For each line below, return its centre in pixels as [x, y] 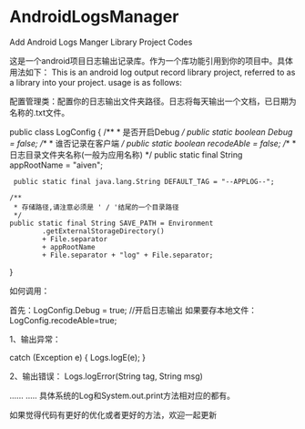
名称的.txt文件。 [40, 112]
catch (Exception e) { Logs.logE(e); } [78, 357]
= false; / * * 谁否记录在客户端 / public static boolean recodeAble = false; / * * [153, 143]
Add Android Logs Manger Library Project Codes [101, 42]
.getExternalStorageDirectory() [104, 231]
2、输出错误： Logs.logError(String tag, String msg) [106, 376]
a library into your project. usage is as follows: [96, 82]
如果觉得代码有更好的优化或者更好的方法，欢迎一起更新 [113, 414]
